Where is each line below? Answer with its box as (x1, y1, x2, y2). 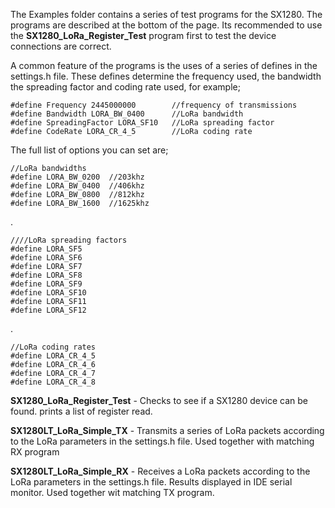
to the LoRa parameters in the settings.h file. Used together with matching (10, 435, 315, 447)
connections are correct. (10, 40, 112, 52)
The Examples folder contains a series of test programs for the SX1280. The (10, 9, 323, 20)
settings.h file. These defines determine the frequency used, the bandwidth (10, 70, 322, 82)
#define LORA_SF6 (10, 253, 83, 263)
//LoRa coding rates (10, 342, 97, 352)
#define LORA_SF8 (10, 270, 83, 280)
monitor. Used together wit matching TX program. (10, 487, 215, 498)
